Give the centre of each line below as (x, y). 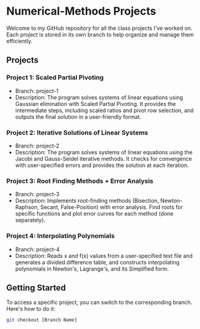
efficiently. (19, 41)
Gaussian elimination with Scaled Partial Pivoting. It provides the (95, 104)
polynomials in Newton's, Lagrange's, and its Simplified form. (92, 269)
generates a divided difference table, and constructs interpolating (97, 262)
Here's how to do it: (31, 309)
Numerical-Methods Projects (81, 11)
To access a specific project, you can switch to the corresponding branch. (99, 302)
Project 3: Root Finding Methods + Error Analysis (80, 181)
